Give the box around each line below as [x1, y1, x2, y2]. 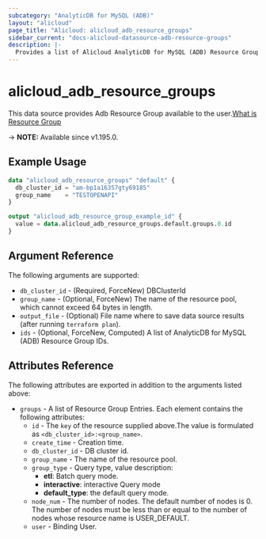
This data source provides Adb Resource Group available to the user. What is [8, 108, 257, 118]
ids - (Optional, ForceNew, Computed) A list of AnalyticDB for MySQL [19, 328, 247, 337]
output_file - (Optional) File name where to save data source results [19, 310, 245, 321]
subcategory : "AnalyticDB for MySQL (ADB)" [8, 11, 154, 20]
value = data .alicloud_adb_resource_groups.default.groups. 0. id [15, 220, 232, 228]
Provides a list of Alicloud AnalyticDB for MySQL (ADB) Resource [15, 48, 239, 56]
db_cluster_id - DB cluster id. [31, 446, 129, 455]
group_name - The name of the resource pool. [31, 454, 178, 464]
